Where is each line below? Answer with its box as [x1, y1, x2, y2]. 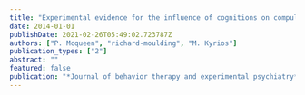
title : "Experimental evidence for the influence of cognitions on [9, 13, 271, 23]
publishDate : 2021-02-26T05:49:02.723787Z [9, 30, 172, 39]
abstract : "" [9, 55, 59, 64]
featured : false [9, 64, 71, 73]
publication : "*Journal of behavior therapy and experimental [9, 72, 250, 81]
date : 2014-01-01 [9, 22, 75, 31]
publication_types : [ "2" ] [9, 47, 107, 56]
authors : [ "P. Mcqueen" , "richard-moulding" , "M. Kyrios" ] [9, 38, 238, 48]
